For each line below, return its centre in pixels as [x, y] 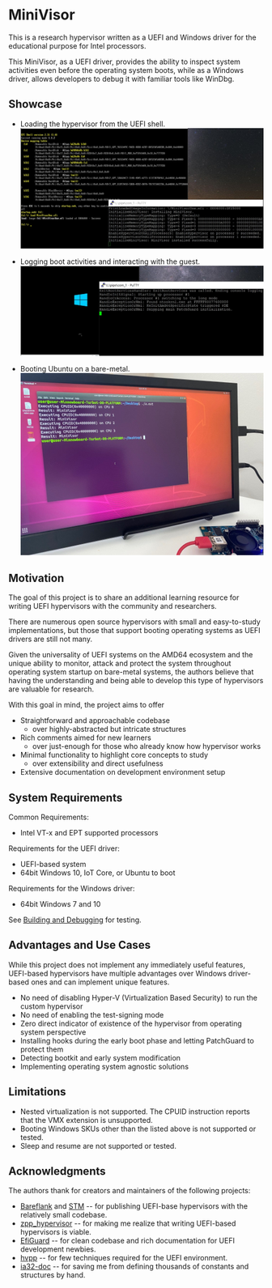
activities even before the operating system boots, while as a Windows [126, 70]
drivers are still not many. [51, 639]
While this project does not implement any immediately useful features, [127, 964]
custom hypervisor [51, 1006]
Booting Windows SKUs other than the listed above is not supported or [138, 1129]
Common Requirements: [49, 817]
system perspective [53, 1032]
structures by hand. [53, 1275]
